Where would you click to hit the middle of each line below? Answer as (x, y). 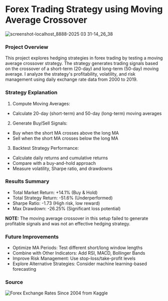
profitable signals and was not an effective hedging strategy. (68, 223)
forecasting (24, 269)
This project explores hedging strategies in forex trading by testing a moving (84, 58)
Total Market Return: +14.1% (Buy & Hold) (55, 192)
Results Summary (27, 182)
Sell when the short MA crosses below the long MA (65, 138)
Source (14, 282)
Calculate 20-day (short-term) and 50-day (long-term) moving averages (87, 113)
